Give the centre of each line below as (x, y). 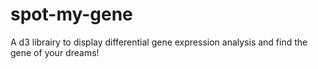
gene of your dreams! (55, 52)
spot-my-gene (71, 14)
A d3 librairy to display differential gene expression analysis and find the (159, 42)
